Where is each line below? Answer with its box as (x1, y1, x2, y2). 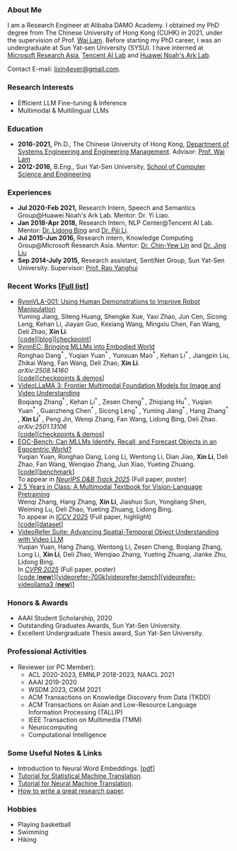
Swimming (17, 828, 49, 836)
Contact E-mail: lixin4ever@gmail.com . (7, 65, 121, 74)
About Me (7, 5, 42, 15)
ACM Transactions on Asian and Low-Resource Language (28, 700, 197, 709)
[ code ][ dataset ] (17, 520, 64, 528)
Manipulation (17, 305, 56, 313)
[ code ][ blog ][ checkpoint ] (17, 335, 92, 344)
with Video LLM (17, 536, 64, 544)
